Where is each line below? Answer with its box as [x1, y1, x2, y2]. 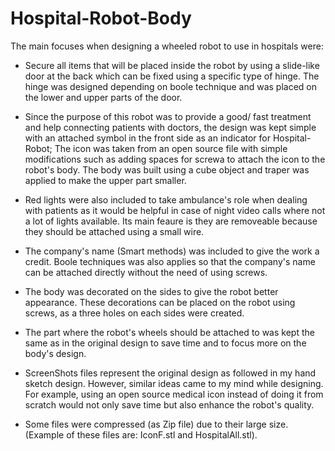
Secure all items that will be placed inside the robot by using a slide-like [24, 59, 320, 71]
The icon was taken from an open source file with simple [54, 142, 288, 154]
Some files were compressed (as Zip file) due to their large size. [24, 418, 289, 430]
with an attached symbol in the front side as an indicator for [24, 132, 272, 144]
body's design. [24, 347, 87, 359]
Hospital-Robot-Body [10, 7, 192, 30]
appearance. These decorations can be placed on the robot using [24, 296, 296, 308]
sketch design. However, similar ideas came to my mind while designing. [24, 377, 324, 389]
